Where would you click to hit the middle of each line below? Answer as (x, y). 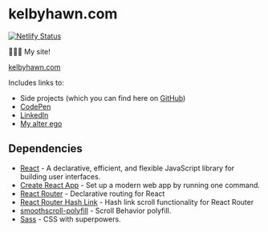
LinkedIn (34, 115)
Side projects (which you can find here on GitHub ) (103, 98)
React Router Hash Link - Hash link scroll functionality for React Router (137, 202)
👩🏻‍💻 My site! (29, 51)
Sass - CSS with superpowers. (71, 219)
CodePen (35, 106)
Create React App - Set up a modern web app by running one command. (140, 185)
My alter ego (41, 123)
